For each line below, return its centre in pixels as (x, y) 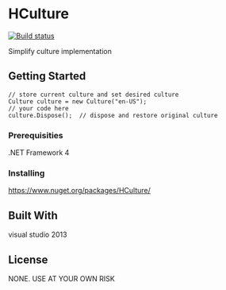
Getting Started (47, 76)
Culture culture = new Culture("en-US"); (78, 101)
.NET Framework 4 (39, 153)
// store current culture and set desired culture (94, 95)
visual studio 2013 (38, 234)
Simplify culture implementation (60, 51)
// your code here (38, 108)
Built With (33, 215)
